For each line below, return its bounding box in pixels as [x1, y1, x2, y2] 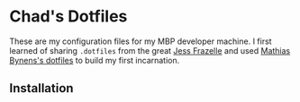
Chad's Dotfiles [9, 6, 128, 27]
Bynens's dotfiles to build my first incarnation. [9, 55, 180, 65]
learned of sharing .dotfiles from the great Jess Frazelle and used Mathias [9, 45, 291, 55]
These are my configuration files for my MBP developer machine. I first [9, 36, 272, 47]
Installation [9, 81, 74, 96]
